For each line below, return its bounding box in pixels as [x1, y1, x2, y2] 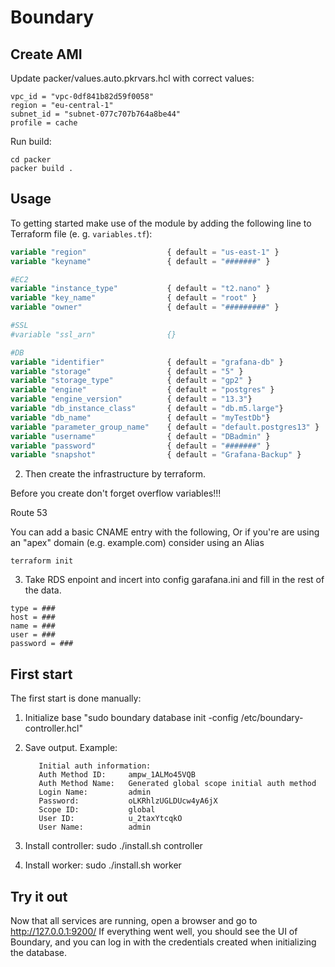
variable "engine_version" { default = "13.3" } [10, 394, 253, 405]
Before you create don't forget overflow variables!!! [10, 487, 222, 500]
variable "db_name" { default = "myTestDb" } [10, 412, 271, 423]
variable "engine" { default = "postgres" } [10, 385, 275, 395]
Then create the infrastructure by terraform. [24, 468, 206, 480]
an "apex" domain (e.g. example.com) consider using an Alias [10, 537, 265, 549]
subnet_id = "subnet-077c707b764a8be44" [10, 109, 182, 119]
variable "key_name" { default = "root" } [10, 293, 257, 303]
